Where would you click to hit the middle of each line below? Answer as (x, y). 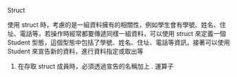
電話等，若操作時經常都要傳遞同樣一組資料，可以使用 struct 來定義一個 (123, 34)
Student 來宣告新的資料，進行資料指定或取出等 (75, 51)
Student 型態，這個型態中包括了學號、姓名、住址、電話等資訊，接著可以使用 (119, 42)
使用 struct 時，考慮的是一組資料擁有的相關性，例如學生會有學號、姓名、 (114, 25)
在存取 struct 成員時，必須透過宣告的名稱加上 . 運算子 (96, 66)
